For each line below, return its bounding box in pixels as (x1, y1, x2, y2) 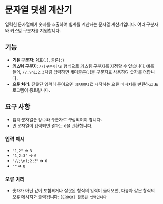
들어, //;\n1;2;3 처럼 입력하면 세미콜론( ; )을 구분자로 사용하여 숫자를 (12, 69, 142, 75)
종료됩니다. (29, 87, 50, 93)
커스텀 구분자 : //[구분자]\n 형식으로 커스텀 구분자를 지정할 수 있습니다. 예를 (12, 63, 155, 68)
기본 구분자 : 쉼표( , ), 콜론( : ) (12, 57, 64, 63)
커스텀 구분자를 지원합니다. (10, 27, 61, 33)
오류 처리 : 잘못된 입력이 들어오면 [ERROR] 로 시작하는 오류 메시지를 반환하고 (12, 81, 153, 87)
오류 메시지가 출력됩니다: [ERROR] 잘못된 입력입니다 (12, 194, 107, 200)
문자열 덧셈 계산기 (5, 4, 72, 16)
